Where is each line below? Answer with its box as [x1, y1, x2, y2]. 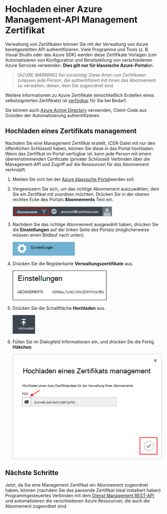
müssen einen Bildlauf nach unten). [12, 232, 85, 238]
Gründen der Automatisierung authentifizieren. [5, 112, 101, 118]
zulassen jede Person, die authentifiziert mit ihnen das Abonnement [17, 77, 156, 83]
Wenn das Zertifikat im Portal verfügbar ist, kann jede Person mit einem [5, 150, 152, 156]
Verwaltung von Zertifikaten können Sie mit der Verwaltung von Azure [5, 41, 149, 47]
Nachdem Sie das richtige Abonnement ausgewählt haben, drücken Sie [12, 221, 159, 227]
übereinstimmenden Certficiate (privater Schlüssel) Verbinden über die [5, 156, 150, 162]
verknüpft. [5, 166, 26, 172]
